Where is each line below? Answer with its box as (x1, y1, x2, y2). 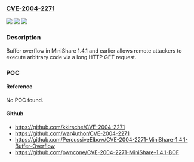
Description (6, 33, 41, 42)
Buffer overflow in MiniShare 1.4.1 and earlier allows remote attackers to (6, 47, 182, 54)
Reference (6, 83, 33, 90)
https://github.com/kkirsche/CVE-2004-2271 (14, 123, 125, 130)
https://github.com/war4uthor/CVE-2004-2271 (14, 130, 130, 137)
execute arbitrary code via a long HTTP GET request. (6, 53, 137, 60)
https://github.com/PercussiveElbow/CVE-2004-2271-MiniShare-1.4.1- (14, 136, 188, 143)
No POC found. (6, 96, 44, 103)
